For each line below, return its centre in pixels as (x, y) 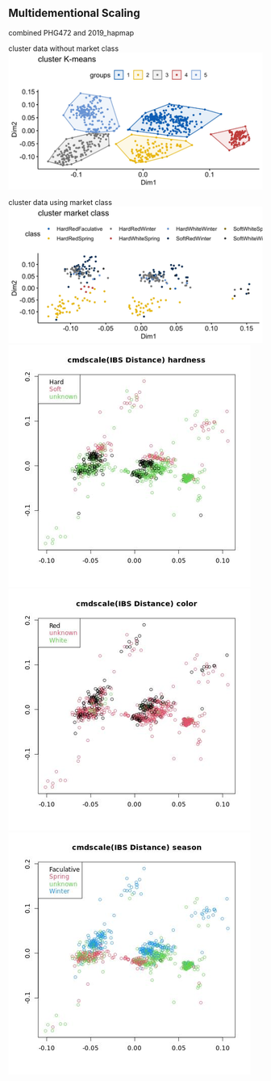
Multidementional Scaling (74, 13)
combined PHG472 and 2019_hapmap (71, 32)
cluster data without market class (64, 48)
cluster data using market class (60, 202)
